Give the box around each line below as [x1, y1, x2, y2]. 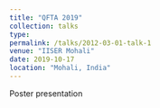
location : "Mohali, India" [9, 64, 111, 73]
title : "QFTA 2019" [9, 13, 83, 22]
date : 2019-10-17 [9, 55, 75, 64]
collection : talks [9, 22, 79, 31]
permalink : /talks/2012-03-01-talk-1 [9, 38, 152, 48]
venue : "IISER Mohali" [9, 47, 95, 56]
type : [9, 30, 30, 39]
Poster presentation [9, 87, 83, 99]
